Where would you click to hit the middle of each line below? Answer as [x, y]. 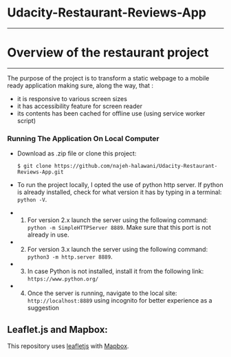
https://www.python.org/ [63, 279]
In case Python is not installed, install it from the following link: [115, 271]
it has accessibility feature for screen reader [80, 106]
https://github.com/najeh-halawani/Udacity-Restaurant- [136, 166]
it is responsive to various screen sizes [72, 98]
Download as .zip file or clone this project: [77, 153]
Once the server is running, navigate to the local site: [102, 293]
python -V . [32, 199]
